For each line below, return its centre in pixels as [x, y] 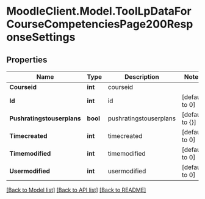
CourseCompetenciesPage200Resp [100, 24]
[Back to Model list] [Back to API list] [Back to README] [76, 190]
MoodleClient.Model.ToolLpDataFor [99, 11]
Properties [27, 60]
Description [142, 77]
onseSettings [41, 37]
